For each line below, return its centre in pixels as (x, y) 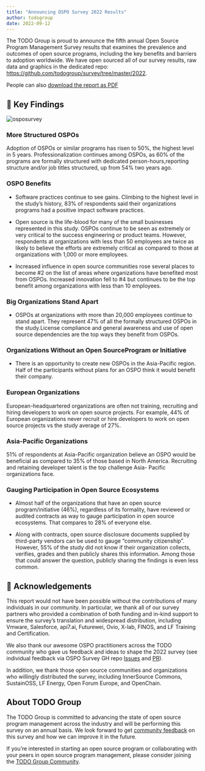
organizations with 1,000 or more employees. (72, 254)
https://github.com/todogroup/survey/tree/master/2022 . (77, 73)
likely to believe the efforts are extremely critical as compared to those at (107, 248)
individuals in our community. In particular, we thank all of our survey (93, 608)
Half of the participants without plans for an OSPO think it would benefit (105, 370)
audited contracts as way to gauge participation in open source (95, 516)
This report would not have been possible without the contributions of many (102, 601)
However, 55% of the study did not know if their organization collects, (103, 548)
